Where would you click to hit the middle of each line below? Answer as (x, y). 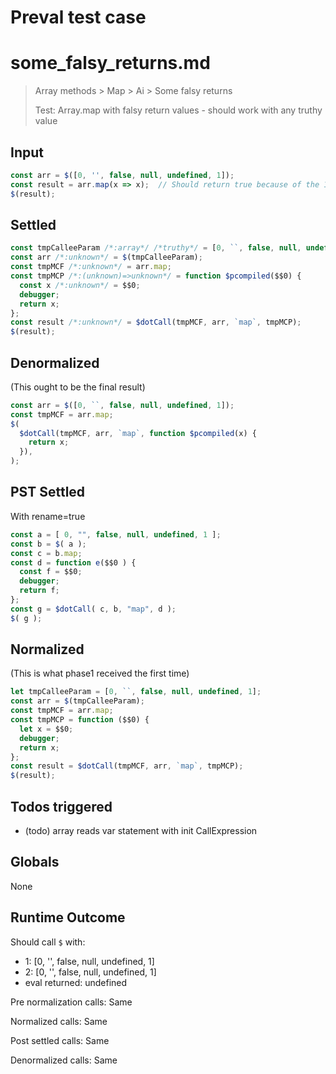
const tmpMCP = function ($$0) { (80, 720)
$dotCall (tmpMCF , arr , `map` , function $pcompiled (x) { (138, 433)
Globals (35, 862)
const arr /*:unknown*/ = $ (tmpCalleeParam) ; (106, 257)
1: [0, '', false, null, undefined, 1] (89, 961)
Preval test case (78, 17)
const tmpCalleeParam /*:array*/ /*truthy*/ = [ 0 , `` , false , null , (156, 248)
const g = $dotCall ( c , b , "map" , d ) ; (93, 609)
